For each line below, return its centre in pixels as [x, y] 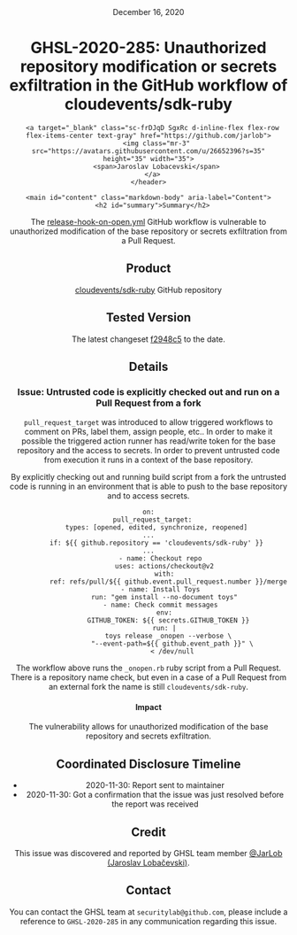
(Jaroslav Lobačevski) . [148, 863]
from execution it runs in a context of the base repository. [148, 460]
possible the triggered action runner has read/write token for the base [148, 441]
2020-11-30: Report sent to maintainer [155, 785]
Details [148, 366]
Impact [148, 707]
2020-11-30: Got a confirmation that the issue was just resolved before [155, 795]
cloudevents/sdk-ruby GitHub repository [148, 290]
